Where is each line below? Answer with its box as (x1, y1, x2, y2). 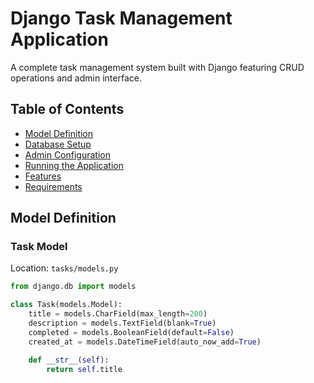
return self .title (46, 364, 123, 374)
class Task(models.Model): (10, 300, 123, 310)
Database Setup (24, 138, 92, 150)
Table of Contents (10, 101, 125, 118)
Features (24, 170, 62, 182)
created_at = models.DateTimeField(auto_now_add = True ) (28, 337, 262, 347)
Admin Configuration (24, 148, 111, 161)
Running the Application (24, 159, 124, 171)
